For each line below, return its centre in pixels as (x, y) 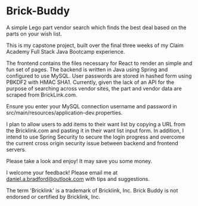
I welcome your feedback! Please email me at (62, 172)
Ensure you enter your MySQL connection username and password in (92, 106)
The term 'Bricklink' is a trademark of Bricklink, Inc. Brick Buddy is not (92, 190)
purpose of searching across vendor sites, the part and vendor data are (94, 88)
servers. (16, 149)
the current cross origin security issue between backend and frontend (92, 143)
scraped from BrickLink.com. (42, 95)
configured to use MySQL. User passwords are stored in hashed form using (99, 76)
